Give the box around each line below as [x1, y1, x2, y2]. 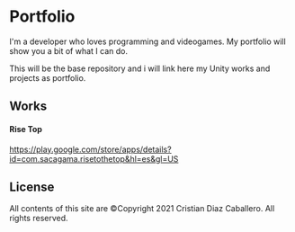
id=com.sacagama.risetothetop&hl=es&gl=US [9, 153, 179, 164]
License [9, 179, 55, 194]
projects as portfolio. [9, 72, 86, 83]
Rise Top [9, 123, 43, 134]
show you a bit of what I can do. [9, 45, 129, 56]
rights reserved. [9, 213, 69, 224]
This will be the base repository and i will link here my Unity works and [9, 63, 271, 74]
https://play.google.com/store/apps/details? [9, 144, 173, 155]
